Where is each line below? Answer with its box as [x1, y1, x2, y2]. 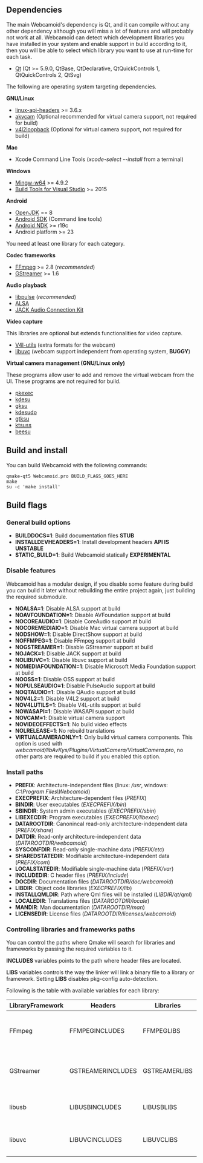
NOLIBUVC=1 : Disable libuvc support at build [14, 656, 128, 663]
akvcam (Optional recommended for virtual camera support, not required [14, 113, 197, 120]
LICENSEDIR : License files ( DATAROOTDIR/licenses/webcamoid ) [14, 910, 176, 917]
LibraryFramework [9, 1001, 64, 1010]
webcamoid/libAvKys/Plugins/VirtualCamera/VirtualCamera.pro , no [14, 746, 184, 753]
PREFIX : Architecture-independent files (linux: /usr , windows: [14, 781, 168, 788]
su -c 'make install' [6, 483, 61, 490]
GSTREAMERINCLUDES [69, 1067, 137, 1075]
